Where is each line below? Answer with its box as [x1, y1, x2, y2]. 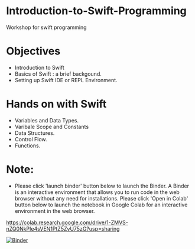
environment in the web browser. [14, 207, 95, 214]
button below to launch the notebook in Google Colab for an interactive [14, 201, 188, 208]
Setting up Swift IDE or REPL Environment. [14, 76, 118, 83]
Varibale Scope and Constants [14, 123, 89, 130]
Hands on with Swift [6, 98, 107, 111]
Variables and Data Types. [14, 117, 79, 124]
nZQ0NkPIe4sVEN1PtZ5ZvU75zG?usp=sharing [6, 225, 120, 232]
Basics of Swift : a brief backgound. [14, 70, 102, 77]
